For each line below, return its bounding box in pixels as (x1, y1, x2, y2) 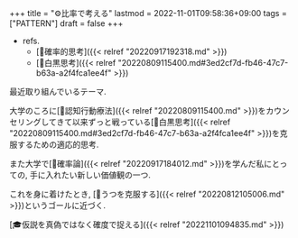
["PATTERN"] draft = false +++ (9, 18, 124, 29)
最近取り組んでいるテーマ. (9, 87, 107, 96)
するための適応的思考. (16, 139, 99, 150)
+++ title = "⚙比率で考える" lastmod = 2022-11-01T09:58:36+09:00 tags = (9, 8, 287, 18)
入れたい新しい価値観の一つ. (44, 169, 152, 180)
